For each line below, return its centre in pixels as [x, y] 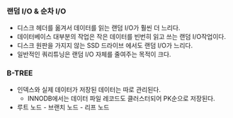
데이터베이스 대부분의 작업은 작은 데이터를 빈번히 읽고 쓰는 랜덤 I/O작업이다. [121, 37]
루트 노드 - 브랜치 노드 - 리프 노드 [63, 107]
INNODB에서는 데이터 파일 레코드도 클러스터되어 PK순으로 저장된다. [121, 98]
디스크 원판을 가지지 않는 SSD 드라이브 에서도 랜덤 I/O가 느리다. [104, 46]
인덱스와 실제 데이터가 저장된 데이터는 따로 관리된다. [89, 89]
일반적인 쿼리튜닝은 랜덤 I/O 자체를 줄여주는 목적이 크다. [94, 54]
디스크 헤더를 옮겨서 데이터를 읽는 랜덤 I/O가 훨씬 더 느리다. [98, 28]
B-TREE [20, 73]
